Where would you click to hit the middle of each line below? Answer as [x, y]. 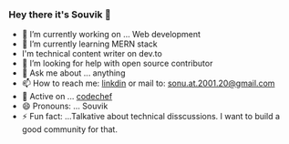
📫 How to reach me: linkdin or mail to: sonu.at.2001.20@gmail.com [148, 83]
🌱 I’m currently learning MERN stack [89, 44]
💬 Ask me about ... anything [73, 73]
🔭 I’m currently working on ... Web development [111, 35]
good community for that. [69, 129]
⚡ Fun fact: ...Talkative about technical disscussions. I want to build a [150, 117]
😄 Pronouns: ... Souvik [65, 106]
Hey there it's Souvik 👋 [60, 15]
